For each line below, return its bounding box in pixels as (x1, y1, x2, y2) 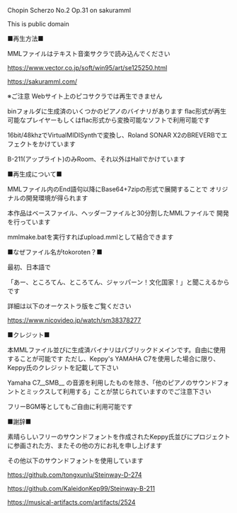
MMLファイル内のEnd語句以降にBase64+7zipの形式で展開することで (7, 185, 208, 193)
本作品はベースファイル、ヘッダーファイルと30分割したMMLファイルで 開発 (7, 209, 230, 217)
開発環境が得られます (25, 194, 88, 202)
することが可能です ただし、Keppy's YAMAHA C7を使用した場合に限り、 (7, 354, 220, 363)
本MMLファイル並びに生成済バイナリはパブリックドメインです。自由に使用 (7, 346, 226, 354)
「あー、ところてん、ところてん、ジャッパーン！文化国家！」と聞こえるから (7, 278, 230, 286)
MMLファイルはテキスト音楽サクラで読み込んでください (7, 50, 171, 57)
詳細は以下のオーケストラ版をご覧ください (7, 302, 132, 310)
